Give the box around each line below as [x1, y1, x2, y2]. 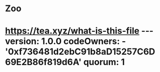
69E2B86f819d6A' [5, 57, 82, 68]
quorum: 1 [83, 57, 125, 68]
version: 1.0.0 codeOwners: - [5, 36, 126, 47]
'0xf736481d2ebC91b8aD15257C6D [5, 46, 156, 57]
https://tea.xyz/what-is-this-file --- [5, 25, 154, 37]
